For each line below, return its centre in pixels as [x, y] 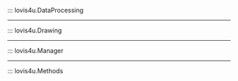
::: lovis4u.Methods [35, 71]
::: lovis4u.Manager [35, 51]
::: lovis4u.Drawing [35, 30]
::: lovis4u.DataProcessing [45, 10]
